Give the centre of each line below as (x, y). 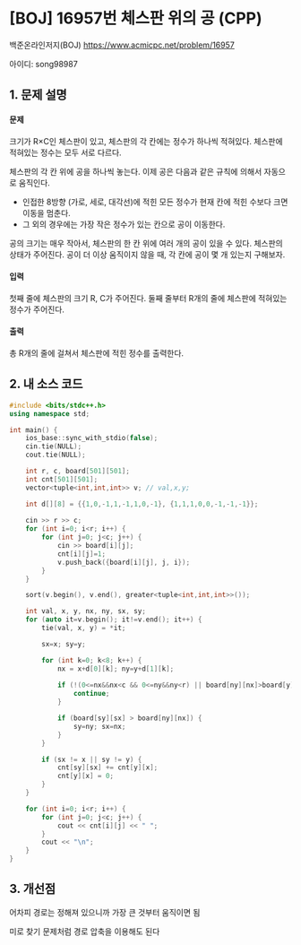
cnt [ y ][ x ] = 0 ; (86, 776)
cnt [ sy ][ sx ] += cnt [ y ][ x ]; (107, 767)
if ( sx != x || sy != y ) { (92, 759)
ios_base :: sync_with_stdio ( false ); (92, 438)
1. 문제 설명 (38, 95)
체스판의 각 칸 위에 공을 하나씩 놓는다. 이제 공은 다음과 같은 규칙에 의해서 (136, 171)
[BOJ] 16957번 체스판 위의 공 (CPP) (136, 18)
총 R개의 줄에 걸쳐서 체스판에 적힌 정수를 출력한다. (97, 353)
